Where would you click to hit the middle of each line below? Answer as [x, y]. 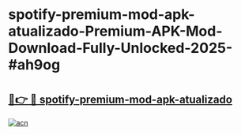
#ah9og [34, 65]
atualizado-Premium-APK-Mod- [115, 31]
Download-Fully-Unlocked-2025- [120, 48]
